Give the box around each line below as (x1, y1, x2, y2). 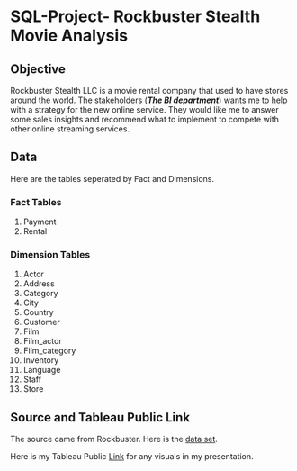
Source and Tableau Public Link (10, 410, 191, 425)
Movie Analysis (10, 25, 129, 46)
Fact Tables (10, 195, 62, 208)
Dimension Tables (10, 249, 91, 261)
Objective (10, 61, 67, 77)
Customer (22, 317, 61, 328)
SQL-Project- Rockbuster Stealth (10, 6, 261, 27)
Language (22, 365, 61, 376)
